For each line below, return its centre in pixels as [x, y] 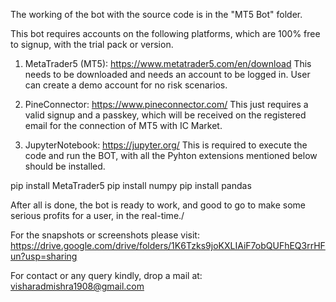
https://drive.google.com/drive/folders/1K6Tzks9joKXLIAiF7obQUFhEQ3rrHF [168, 245]
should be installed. [65, 166]
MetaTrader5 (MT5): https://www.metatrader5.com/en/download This [168, 63]
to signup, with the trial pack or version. [92, 44]
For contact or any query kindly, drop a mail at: [106, 275]
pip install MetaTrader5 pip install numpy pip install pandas [131, 185]
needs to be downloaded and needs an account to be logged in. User [167, 74]
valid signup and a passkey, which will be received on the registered [165, 115]
